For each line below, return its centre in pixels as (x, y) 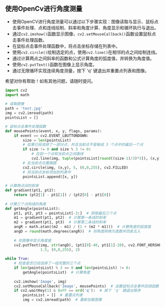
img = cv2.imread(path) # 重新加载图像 (62, 300)
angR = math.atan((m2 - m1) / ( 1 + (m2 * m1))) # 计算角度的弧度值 (82, 227)
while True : (17, 259)
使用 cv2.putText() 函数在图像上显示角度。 (55, 64)
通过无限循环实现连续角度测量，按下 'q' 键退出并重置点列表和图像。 (81, 71)
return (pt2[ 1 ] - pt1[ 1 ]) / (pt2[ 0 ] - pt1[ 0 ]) (62, 195)
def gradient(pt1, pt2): (30, 190)
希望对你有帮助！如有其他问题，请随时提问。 (50, 81)
